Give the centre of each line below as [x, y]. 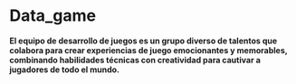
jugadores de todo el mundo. [65, 70]
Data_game [53, 16]
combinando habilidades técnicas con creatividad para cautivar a [135, 60]
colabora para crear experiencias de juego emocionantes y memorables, [148, 50]
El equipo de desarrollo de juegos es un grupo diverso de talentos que [143, 41]
